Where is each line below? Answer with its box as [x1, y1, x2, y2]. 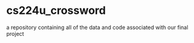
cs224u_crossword [6, 4, 106, 18]
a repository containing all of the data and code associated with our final [6, 24, 189, 31]
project [6, 30, 24, 37]
